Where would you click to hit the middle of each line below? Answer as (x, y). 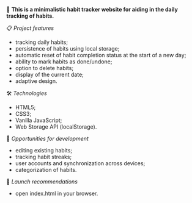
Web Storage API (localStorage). (56, 127)
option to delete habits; (44, 68)
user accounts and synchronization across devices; (80, 163)
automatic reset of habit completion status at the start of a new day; (101, 55)
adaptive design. (36, 81)
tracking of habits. (30, 16)
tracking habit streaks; (43, 157)
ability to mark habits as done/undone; (64, 62)
